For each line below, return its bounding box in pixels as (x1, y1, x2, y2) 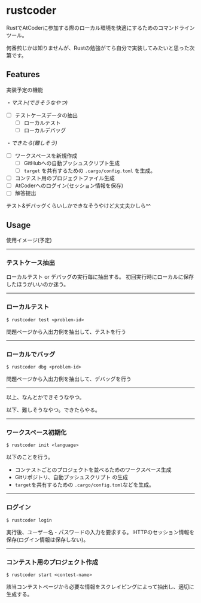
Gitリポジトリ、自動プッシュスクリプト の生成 (14, 474, 129, 481)
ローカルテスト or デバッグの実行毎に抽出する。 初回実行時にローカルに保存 (6, 273, 194, 281)
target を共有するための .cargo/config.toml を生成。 (23, 167, 156, 174)
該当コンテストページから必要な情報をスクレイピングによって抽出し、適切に (6, 583, 194, 590)
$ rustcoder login (6, 517, 52, 523)
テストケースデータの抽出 (14, 111, 78, 118)
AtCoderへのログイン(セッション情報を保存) (14, 182, 124, 189)
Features (6, 69, 40, 80)
